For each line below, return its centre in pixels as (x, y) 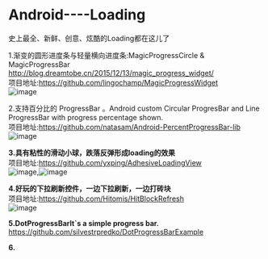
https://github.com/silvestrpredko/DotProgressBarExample (106, 232)
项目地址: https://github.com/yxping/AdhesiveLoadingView (105, 162)
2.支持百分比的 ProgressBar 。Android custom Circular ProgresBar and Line (134, 108)
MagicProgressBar (39, 64)
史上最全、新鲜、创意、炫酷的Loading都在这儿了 (89, 38)
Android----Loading (77, 15)
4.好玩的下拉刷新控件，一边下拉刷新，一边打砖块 (90, 188)
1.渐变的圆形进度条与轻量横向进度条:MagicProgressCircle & (107, 55)
